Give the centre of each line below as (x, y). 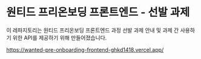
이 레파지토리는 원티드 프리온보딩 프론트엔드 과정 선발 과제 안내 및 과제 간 (93, 30)
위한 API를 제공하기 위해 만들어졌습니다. (60, 37)
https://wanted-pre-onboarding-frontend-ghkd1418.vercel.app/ (85, 49)
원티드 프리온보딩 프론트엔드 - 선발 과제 (98, 12)
